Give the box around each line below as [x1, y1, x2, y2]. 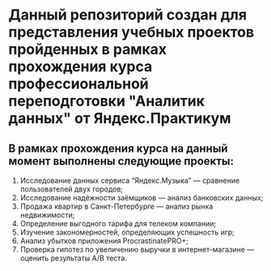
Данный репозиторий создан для [8, 6, 248, 24]
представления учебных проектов [8, 23, 255, 41]
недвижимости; [19, 210, 75, 220]
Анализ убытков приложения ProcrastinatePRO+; [19, 236, 188, 245]
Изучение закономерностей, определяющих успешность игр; [19, 227, 235, 237]
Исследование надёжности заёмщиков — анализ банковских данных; [19, 193, 264, 202]
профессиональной [8, 75, 150, 93]
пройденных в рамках [8, 41, 167, 58]
